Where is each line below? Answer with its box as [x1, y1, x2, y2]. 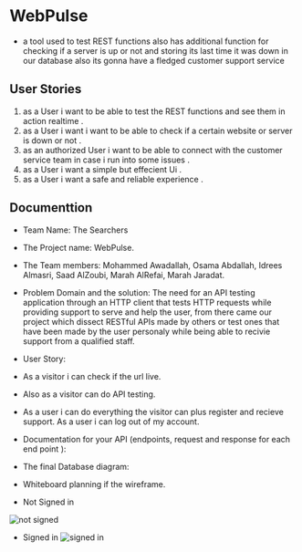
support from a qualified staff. [22, 335, 135, 347]
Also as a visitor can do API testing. [22, 389, 156, 400]
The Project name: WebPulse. [22, 242, 135, 253]
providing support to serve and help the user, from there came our [22, 307, 272, 318]
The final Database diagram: [22, 461, 130, 472]
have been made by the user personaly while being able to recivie [22, 326, 271, 337]
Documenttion [9, 200, 93, 215]
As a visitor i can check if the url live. [22, 370, 161, 381]
